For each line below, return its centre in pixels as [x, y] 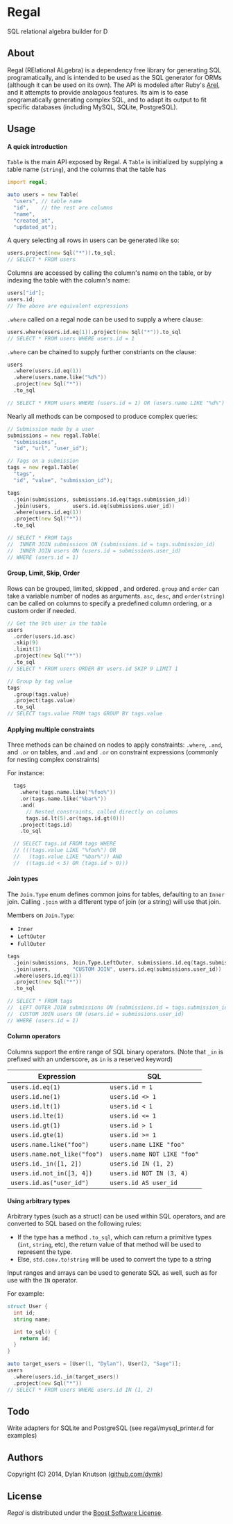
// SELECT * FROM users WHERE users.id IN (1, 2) [80, 1390]
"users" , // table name [48, 201]
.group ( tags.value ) [42, 694]
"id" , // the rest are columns [63, 207]
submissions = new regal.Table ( [54, 436]
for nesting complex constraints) [54, 760]
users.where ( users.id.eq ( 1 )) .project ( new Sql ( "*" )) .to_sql [94, 332]
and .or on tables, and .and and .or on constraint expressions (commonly [113, 752]
